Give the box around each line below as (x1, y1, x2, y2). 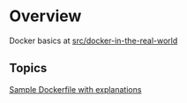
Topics (9, 61, 48, 76)
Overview (9, 6, 82, 26)
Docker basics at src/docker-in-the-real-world (9, 35, 178, 46)
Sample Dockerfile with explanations (9, 84, 142, 94)
